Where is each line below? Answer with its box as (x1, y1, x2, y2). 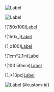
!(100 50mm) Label (5, 63, 42, 68)
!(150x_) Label (5, 34, 32, 39)
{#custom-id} (22, 82, 50, 88)
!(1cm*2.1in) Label (5, 53, 40, 59)
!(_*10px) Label (5, 72, 35, 78)
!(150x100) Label (5, 24, 37, 30)
